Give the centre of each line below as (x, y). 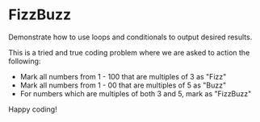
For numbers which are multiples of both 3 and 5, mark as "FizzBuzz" (136, 93)
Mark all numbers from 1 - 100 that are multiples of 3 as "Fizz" (123, 76)
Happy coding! (33, 109)
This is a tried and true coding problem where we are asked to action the (129, 52)
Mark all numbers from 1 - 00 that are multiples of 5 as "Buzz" (123, 85)
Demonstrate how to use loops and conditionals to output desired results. (130, 37)
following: (25, 61)
